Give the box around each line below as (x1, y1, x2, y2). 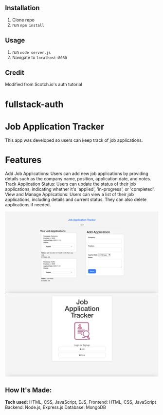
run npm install (12, 22, 45, 28)
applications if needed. (5, 201, 51, 207)
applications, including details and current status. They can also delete (5, 197, 147, 202)
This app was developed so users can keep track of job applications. (5, 137, 143, 143)
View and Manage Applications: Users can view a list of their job (5, 191, 134, 197)
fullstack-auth (5, 99, 64, 109)
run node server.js (12, 49, 51, 55)
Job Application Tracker (5, 121, 105, 132)
